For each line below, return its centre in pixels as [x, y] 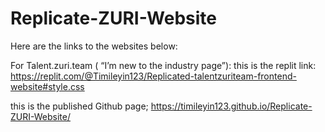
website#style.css [47, 86]
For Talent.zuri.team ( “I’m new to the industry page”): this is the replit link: [163, 65]
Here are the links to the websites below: [94, 46]
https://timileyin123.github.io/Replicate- [231, 106]
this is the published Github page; [79, 106]
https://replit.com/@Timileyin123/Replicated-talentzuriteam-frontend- [153, 76]
